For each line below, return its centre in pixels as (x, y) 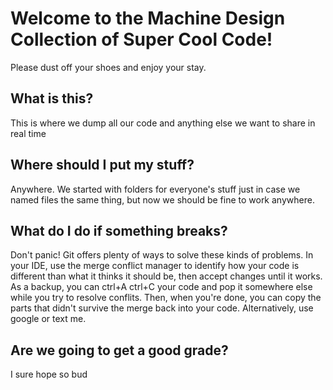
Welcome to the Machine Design (148, 18)
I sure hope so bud (49, 374)
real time (28, 133)
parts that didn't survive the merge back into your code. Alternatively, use (162, 308)
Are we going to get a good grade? (119, 350)
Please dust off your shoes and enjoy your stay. (108, 67)
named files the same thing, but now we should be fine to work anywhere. (162, 199)
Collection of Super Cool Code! (141, 39)
